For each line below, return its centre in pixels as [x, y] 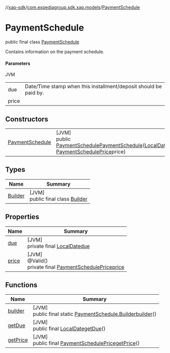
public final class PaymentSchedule [42, 42]
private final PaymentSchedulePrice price [76, 267]
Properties [22, 217]
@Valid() [37, 261]
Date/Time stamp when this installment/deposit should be [93, 87]
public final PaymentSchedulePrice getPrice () [86, 343]
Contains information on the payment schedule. [55, 51]
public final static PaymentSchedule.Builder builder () [95, 314]
